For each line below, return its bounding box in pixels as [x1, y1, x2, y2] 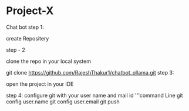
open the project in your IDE [6, 80, 74, 88]
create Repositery [6, 35, 49, 42]
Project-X [6, 4, 54, 18]
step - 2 [6, 46, 25, 53]
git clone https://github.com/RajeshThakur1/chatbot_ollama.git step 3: [6, 69, 174, 76]
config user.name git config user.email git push [6, 98, 120, 105]
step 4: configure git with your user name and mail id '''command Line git [6, 92, 183, 99]
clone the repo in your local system [6, 58, 91, 65]
